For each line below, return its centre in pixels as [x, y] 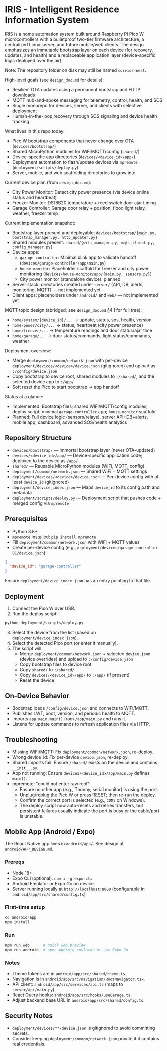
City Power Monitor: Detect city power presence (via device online [81, 192]
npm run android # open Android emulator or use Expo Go [67, 950]
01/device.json [28, 553]
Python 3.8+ [25, 531]
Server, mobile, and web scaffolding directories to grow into [74, 173]
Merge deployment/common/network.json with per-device [70, 360]
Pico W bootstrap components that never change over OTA [73, 141]
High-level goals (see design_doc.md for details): [54, 80]
